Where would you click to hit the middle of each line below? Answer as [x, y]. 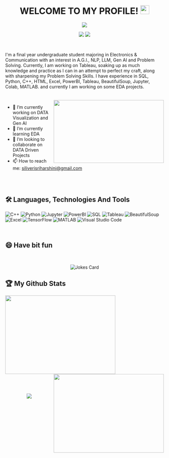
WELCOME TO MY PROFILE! [79, 11]
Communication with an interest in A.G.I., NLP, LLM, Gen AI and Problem [80, 60]
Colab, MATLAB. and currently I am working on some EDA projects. [75, 87]
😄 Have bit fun [29, 245]
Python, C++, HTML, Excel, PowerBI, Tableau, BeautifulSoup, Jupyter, [77, 81]
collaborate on [27, 144]
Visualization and [30, 118]
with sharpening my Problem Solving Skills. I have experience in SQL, [77, 76]
